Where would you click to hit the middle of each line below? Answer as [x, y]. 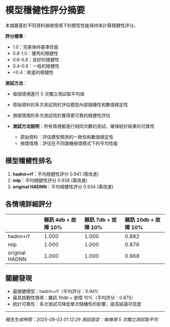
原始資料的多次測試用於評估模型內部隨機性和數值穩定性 [70, 104]
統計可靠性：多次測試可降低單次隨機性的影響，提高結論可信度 [77, 304]
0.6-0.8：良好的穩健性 [36, 59]
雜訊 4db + [57, 220]
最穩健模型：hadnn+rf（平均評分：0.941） [57, 292]
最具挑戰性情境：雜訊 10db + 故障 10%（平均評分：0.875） [74, 298]
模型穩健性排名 [29, 161]
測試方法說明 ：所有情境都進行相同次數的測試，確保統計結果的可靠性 [83, 126]
